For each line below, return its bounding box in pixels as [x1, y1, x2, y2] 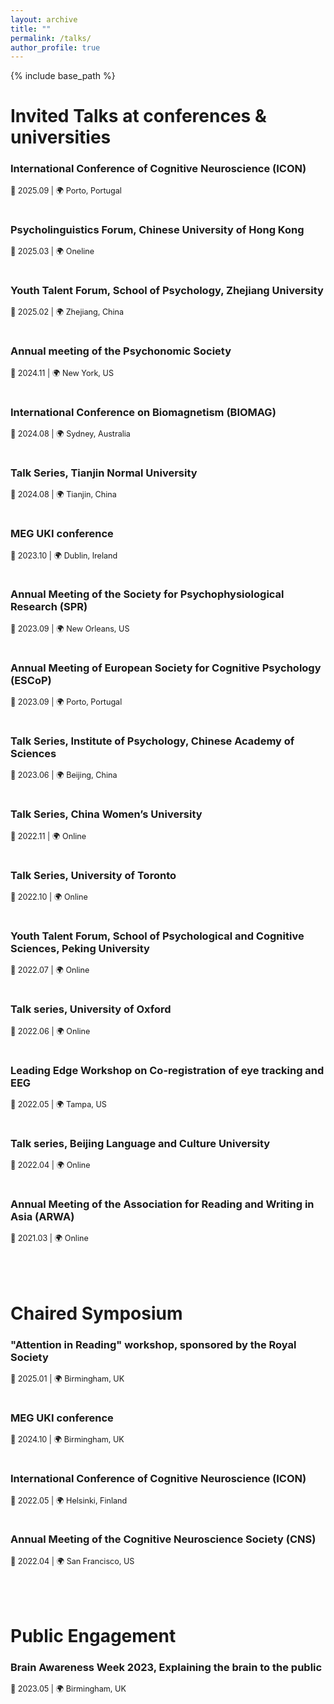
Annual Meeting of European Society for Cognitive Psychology [10, 661, 322, 675]
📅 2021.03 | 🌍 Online [10, 1233, 89, 1244]
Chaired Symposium [10, 1302, 183, 1325]
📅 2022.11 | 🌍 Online [10, 831, 87, 841]
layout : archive [10, 14, 78, 25]
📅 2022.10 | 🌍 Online [10, 892, 88, 902]
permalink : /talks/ [10, 33, 92, 43]
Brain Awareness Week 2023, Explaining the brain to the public [10, 1660, 323, 1674]
